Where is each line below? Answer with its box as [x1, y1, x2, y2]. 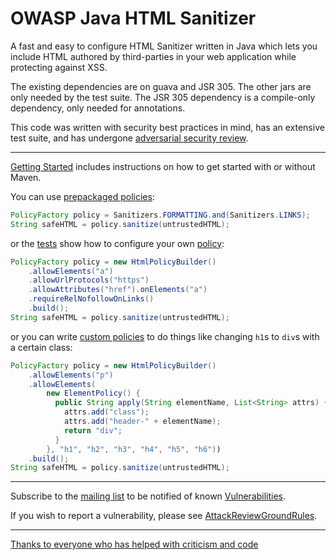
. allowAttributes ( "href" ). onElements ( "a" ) [28, 285, 208, 295]
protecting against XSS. [10, 61, 108, 73]
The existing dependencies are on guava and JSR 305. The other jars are [10, 80, 312, 92]
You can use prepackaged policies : [10, 190, 155, 202]
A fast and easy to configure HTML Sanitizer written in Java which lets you [10, 40, 318, 52]
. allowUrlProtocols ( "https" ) [28, 275, 150, 286]
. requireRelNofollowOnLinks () [28, 294, 155, 304]
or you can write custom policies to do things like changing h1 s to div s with [10, 330, 320, 342]
